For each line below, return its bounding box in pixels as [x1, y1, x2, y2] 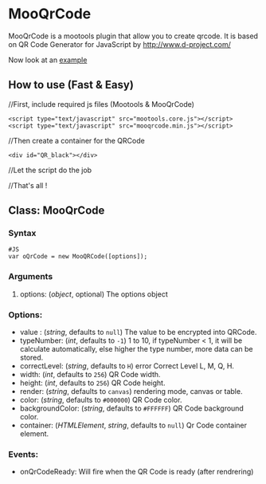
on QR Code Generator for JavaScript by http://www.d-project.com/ [8, 39, 231, 49]
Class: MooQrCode [8, 204, 105, 218]
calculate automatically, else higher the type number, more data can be [19, 344, 253, 354]
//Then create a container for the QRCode [8, 136, 145, 145]
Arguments [8, 271, 53, 282]
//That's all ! [8, 180, 48, 190]
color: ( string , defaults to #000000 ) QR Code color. [19, 395, 182, 405]
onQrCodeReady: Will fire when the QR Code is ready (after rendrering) [19, 467, 254, 477]
